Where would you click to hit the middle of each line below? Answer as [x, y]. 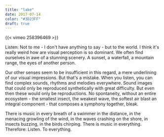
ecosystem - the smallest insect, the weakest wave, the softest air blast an [81, 99]
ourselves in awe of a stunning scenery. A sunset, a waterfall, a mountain [80, 58]
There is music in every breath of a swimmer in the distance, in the [73, 114]
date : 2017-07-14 [23, 14]
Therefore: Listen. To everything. [39, 130]
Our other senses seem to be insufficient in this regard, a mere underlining [81, 73]
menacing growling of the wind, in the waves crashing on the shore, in [77, 119]
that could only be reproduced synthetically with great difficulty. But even [80, 88]
